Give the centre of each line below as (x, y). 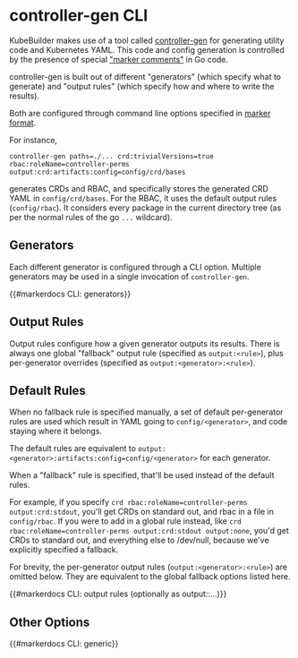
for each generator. (235, 458)
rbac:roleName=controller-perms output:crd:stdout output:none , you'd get (149, 531)
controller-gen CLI (79, 16)
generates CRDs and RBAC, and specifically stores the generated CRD (139, 188)
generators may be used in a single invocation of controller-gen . (129, 276)
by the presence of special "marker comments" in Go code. (119, 59)
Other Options (50, 622)
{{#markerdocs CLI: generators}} (70, 294)
